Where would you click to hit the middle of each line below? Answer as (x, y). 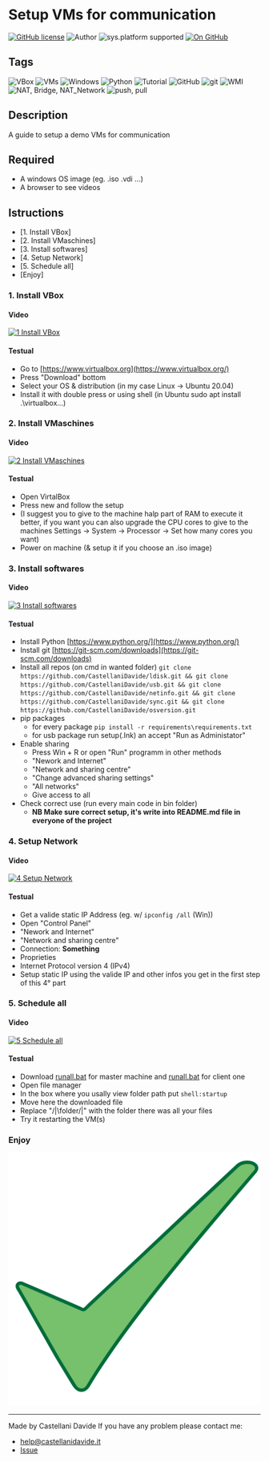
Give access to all (61, 795)
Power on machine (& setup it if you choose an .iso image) (116, 548)
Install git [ (37, 650)
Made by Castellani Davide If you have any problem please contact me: (125, 1426)
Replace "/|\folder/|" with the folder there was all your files (116, 1110)
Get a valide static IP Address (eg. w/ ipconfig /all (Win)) (116, 914)
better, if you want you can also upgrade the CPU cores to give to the (134, 522)
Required (31, 159)
